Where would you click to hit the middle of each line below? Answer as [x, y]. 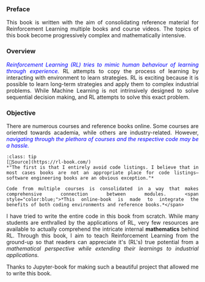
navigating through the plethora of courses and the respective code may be [103, 139]
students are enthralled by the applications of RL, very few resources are [103, 222]
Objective [21, 113]
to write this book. [29, 273]
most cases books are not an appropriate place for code [88, 173]
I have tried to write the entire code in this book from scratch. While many [103, 216]
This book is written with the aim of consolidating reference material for [103, 23]
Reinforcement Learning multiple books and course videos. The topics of [103, 29]
